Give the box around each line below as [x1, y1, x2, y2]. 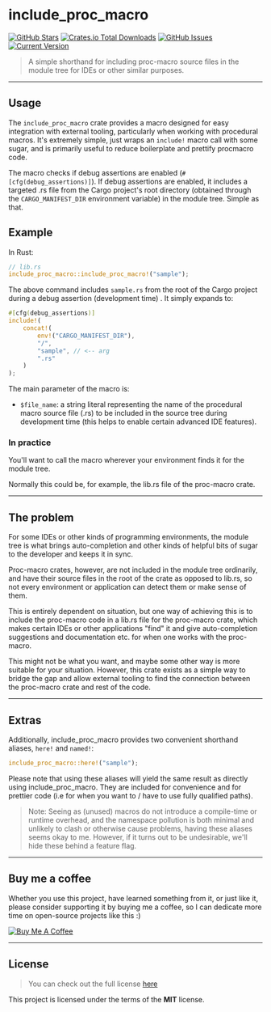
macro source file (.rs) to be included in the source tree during [19, 409, 227, 418]
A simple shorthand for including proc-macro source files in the [27, 57, 240, 66]
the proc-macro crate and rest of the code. [8, 682, 151, 692]
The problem [8, 510, 74, 524]
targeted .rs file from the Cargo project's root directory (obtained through [8, 184, 252, 195]
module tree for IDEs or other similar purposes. [27, 65, 185, 74]
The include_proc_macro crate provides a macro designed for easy [8, 117, 230, 127]
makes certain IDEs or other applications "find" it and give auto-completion [8, 624, 258, 633]
